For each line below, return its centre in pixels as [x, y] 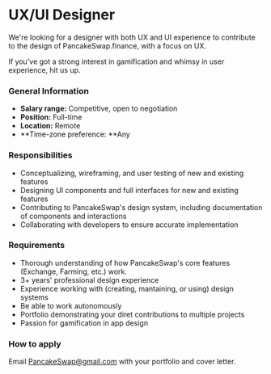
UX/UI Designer [62, 15]
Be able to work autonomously [71, 305]
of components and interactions [73, 216]
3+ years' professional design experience [89, 279]
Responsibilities [40, 155]
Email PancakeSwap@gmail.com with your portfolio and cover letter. [122, 362]
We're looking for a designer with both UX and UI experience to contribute [132, 37]
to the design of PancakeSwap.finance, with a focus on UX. [107, 45]
